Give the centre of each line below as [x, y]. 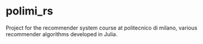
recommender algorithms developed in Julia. [62, 34]
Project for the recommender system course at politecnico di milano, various [101, 28]
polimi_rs [29, 11]
